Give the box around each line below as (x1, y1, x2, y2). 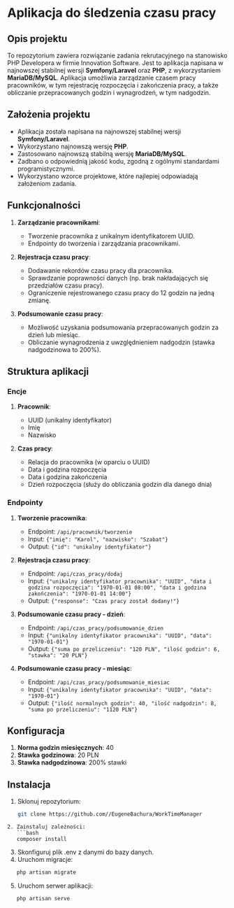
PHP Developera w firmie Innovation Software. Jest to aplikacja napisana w (7, 59, 224, 67)
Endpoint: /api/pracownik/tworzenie (27, 527, 133, 536)
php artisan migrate (16, 869, 77, 876)
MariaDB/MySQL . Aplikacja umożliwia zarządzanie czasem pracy (7, 73, 196, 82)
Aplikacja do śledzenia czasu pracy (7, 5, 217, 21)
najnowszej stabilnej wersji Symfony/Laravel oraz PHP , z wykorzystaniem (7, 66, 221, 74)
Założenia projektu (7, 108, 91, 120)
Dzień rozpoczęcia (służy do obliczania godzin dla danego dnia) (27, 481, 212, 489)
